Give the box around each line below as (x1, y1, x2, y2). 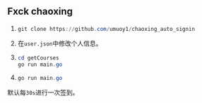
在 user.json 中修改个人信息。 (17, 39, 102, 48)
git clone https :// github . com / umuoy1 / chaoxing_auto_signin (17, 25, 196, 32)
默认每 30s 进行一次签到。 (7, 88, 79, 97)
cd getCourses (17, 54, 59, 62)
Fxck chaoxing (7, 6, 73, 18)
